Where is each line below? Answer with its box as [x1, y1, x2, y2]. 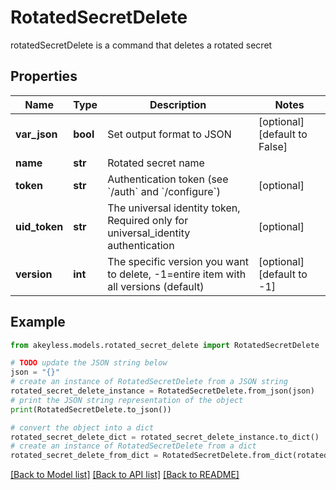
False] [258, 139, 288, 153]
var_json [15, 127, 58, 141]
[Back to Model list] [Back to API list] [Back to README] [10, 469, 240, 481]
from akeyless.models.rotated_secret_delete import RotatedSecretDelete [10, 340, 320, 350]
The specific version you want [107, 254, 249, 268]
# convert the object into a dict [10, 422, 155, 433]
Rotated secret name [107, 156, 205, 170]
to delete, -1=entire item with [107, 267, 247, 281]
